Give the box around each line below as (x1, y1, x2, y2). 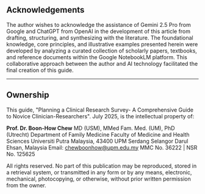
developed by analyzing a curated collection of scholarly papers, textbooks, (6, 47, 197, 54)
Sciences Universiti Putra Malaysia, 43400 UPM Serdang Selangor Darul (6, 137, 189, 145)
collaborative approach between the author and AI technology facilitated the (6, 60, 198, 67)
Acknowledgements (6, 5, 85, 15)
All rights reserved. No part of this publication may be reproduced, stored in (6, 162, 197, 170)
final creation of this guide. (6, 66, 74, 74)
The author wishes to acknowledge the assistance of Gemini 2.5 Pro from (6, 21, 191, 28)
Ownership (6, 90, 49, 100)
